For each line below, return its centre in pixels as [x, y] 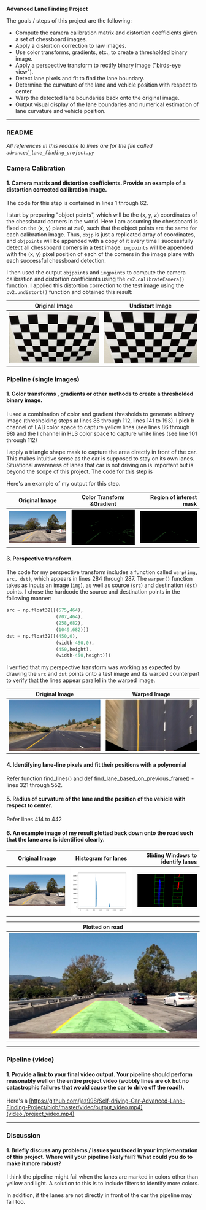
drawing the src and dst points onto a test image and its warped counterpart [103, 674]
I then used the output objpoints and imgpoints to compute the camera [96, 273]
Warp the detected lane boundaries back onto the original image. [97, 98]
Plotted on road [103, 927]
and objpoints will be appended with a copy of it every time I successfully [100, 241]
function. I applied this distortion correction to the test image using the [95, 285]
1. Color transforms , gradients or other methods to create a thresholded [100, 394]
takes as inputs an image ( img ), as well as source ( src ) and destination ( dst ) [102, 585]
